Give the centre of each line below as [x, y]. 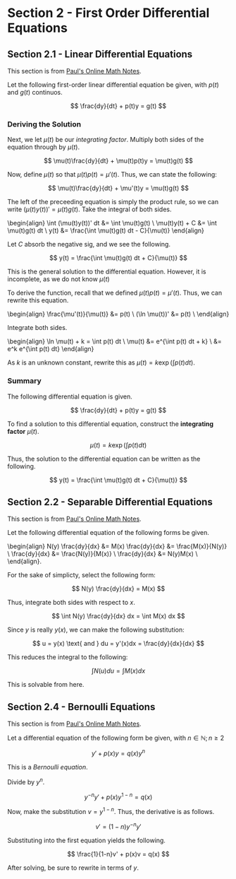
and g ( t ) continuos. [35, 92]
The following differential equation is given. [70, 396]
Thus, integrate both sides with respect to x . [72, 603]
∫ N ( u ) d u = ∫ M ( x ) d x [118, 671]
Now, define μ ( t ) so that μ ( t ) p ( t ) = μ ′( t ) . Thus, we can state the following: [112, 175]
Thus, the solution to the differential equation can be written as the [104, 459]
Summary [25, 381]
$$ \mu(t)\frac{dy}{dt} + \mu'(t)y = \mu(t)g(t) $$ [118, 188]
